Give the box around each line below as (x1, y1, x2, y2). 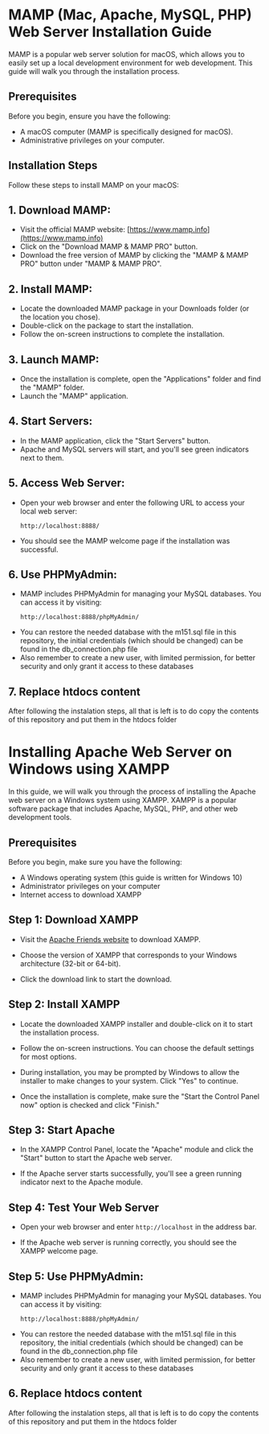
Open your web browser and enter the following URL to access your (19, 498, 245, 507)
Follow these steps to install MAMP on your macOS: (8, 180, 179, 190)
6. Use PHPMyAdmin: (8, 568, 118, 581)
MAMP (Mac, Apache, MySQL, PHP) (8, 6, 253, 24)
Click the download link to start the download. (19, 974, 173, 984)
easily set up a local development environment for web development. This (8, 58, 253, 68)
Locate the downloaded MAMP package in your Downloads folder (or (19, 304, 250, 313)
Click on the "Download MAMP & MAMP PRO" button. (19, 242, 198, 251)
